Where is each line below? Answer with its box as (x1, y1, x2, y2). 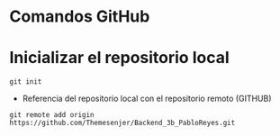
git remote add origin (9, 111, 95, 120)
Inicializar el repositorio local (9, 48, 230, 68)
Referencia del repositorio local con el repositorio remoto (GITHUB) (22, 93, 272, 104)
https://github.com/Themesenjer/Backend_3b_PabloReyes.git (9, 119, 236, 128)
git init (9, 77, 42, 86)
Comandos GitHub (9, 6, 150, 27)
